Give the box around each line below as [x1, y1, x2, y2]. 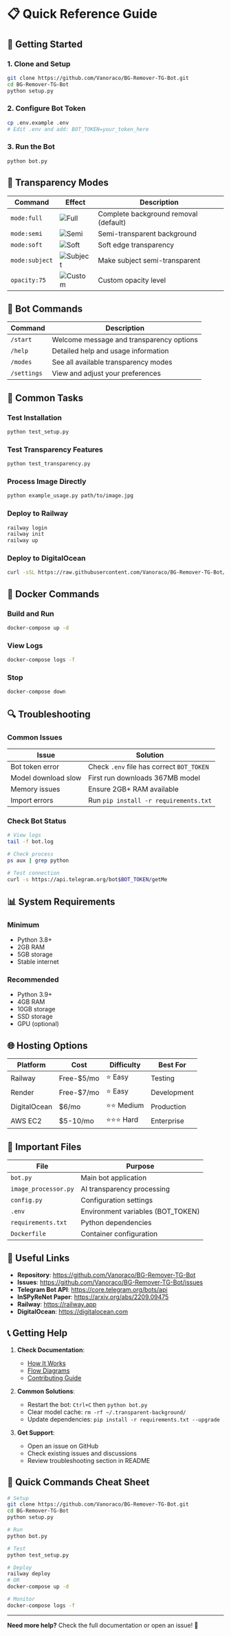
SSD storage [16, 1012, 53, 1021]
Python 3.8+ [16, 936, 53, 944]
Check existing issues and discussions [27, 1449, 137, 1457]
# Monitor [7, 1596, 36, 1603]
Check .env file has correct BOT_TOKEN [88, 762, 210, 771]
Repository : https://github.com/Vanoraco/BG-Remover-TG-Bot [16, 1271, 196, 1279]
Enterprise [151, 1115, 184, 1125]
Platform [16, 1060, 46, 1070]
